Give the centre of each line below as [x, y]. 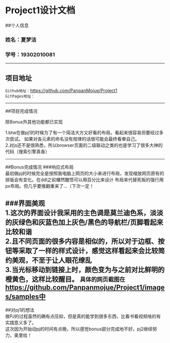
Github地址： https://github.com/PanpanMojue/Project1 [61, 90]
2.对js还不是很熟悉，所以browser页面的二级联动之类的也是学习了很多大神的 [84, 145]
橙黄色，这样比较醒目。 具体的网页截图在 [65, 280]
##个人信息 [17, 25]
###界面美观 [25, 204]
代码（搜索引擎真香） [27, 151]
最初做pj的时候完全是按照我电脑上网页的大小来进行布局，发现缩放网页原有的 [85, 173]
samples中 [29, 297]
